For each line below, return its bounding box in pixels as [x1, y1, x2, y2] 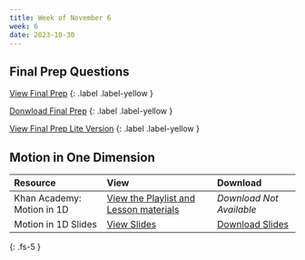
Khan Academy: [14, 192, 82, 205]
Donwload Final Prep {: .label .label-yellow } [9, 105, 173, 116]
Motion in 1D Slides [14, 218, 97, 230]
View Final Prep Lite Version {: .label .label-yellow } [9, 124, 200, 135]
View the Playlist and [106, 192, 196, 205]
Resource [14, 176, 56, 189]
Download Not [217, 192, 279, 205]
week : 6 [9, 22, 39, 31]
